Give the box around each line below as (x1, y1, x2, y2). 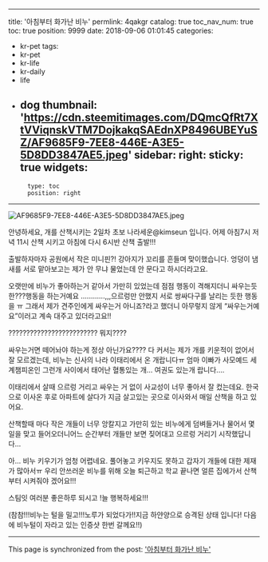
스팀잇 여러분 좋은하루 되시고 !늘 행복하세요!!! (8, 492, 149, 502)
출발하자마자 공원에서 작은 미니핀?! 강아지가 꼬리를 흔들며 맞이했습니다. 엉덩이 (8, 253, 250, 264)
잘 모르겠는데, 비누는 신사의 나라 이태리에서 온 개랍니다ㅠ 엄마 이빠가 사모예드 (8, 355, 249, 365)
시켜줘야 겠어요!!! (22, 476, 77, 485)
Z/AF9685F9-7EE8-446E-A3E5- (19, 136, 185, 149)
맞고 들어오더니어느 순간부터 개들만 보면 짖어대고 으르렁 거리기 (22, 428, 217, 438)
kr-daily (19, 67, 45, 76)
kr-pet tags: (19, 42, 59, 50)
